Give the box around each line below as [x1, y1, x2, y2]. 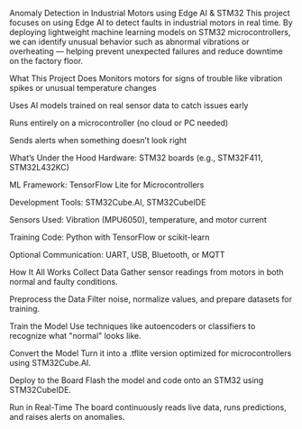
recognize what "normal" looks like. [9, 331, 142, 341]
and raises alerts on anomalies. [9, 412, 125, 422]
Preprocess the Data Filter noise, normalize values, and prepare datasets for [9, 294, 293, 305]
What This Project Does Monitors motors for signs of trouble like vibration [9, 73, 283, 84]
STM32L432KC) [9, 162, 70, 172]
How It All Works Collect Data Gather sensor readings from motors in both [9, 267, 284, 278]
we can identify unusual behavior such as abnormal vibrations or [9, 36, 250, 47]
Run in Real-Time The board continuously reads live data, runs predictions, [9, 402, 287, 413]
